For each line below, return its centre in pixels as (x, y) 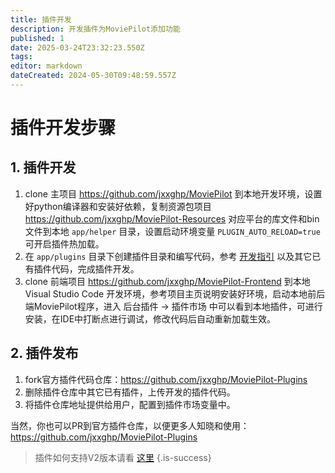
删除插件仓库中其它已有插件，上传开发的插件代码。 (130, 392)
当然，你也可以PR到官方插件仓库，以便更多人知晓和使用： (130, 425)
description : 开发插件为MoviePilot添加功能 (95, 29)
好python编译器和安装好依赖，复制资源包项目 (118, 206)
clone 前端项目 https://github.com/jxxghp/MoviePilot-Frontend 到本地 (167, 281)
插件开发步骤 (63, 128)
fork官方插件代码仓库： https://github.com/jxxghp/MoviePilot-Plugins (166, 379)
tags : (21, 57)
